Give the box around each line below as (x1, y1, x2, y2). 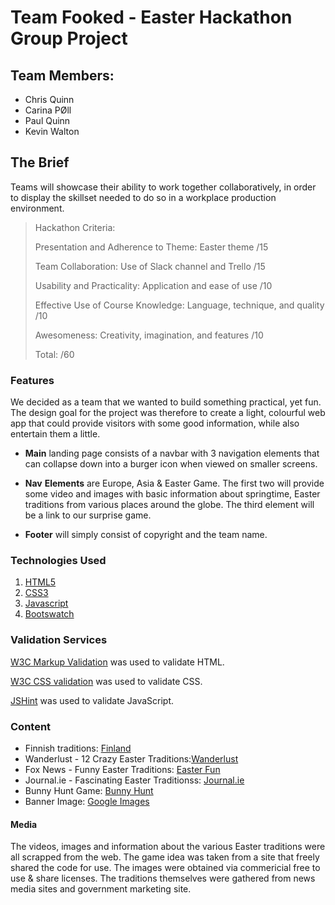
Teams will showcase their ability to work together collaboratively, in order (10, 181, 317, 193)
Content (10, 719, 52, 733)
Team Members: (10, 67, 115, 84)
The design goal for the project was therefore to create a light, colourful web (10, 407, 326, 419)
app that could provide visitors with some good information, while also (10, 417, 300, 430)
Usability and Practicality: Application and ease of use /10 (34, 279, 273, 291)
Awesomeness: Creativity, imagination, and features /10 (34, 329, 264, 341)
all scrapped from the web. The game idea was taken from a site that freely (10, 851, 320, 863)
